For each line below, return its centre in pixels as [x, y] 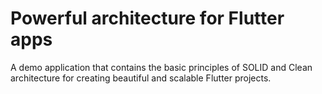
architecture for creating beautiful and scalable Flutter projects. [141, 78]
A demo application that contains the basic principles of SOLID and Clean [161, 67]
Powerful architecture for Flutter [147, 18]
